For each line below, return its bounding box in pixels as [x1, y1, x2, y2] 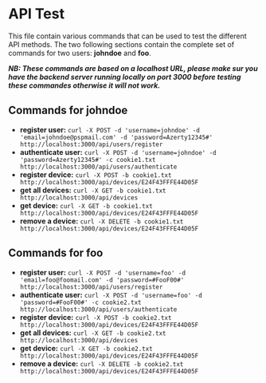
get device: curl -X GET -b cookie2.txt [19, 343, 153, 353]
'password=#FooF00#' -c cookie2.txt [19, 298, 142, 306]
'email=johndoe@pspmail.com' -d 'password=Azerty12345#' [19, 133, 213, 141]
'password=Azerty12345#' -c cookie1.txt [19, 156, 156, 164]
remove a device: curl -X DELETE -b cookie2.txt [19, 358, 184, 368]
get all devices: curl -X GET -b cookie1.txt [19, 185, 166, 195]
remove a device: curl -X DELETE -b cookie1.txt [19, 216, 184, 226]
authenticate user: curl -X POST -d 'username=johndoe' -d [19, 147, 217, 156]
